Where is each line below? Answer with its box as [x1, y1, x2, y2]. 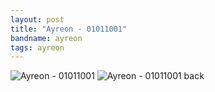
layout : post [10, 14, 65, 25]
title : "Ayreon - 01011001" [10, 24, 128, 34]
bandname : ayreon [10, 33, 83, 43]
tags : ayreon [10, 42, 65, 53]
